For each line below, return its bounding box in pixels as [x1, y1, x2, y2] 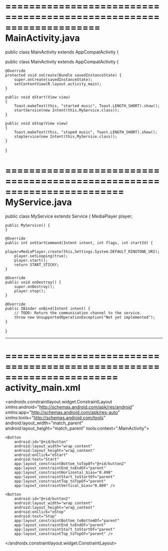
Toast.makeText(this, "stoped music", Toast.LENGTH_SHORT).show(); [14, 130, 157, 135]
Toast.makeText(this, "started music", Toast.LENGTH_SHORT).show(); [14, 103, 160, 108]
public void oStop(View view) [5, 121, 68, 126]
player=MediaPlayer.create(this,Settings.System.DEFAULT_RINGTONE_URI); [5, 249, 160, 254]
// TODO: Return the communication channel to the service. [14, 310, 142, 315]
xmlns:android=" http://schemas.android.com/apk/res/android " [5, 404, 134, 410]
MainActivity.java [5, 33, 80, 44]
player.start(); [14, 258, 48, 263]
